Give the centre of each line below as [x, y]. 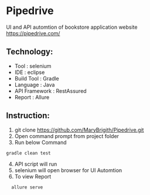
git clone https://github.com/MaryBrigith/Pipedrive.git [79, 130]
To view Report [33, 177]
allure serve [27, 187]
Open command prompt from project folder [67, 136]
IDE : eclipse [30, 72]
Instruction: [28, 116]
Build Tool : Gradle [37, 78]
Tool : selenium [33, 66]
